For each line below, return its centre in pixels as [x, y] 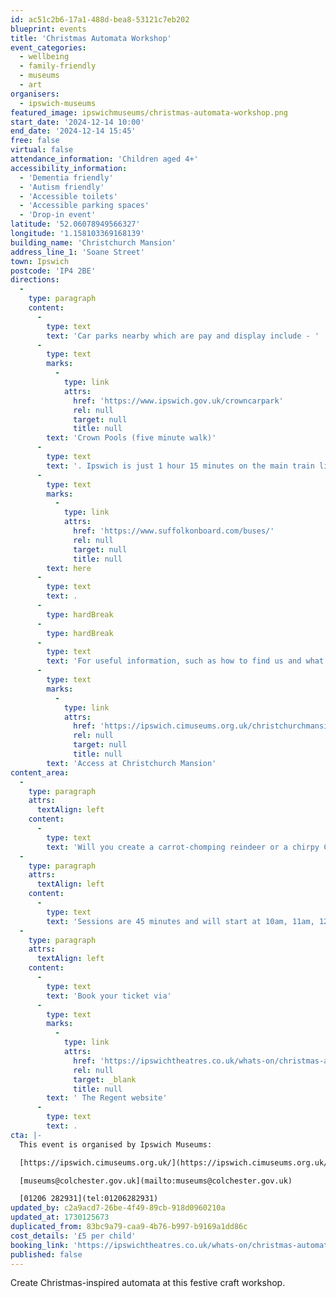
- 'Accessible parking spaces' [84, 206]
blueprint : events [48, 29]
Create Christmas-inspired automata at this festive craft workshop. [148, 1283]
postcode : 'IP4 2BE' [53, 271]
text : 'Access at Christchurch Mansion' [131, 763]
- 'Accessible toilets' [68, 196]
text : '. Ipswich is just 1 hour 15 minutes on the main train [180, 466]
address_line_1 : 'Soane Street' [77, 252]
